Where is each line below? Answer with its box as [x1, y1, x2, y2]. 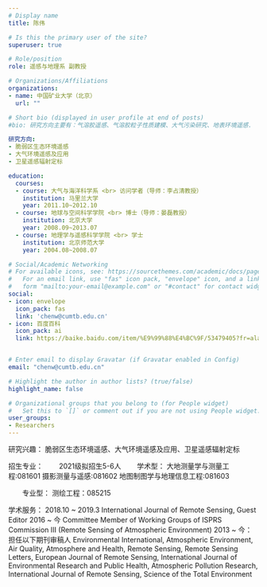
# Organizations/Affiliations [8, 77, 109, 85]
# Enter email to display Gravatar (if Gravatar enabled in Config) [8, 356, 240, 364]
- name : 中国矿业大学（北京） [8, 92, 97, 100]
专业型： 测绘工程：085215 [22, 488, 111, 498]
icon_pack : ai [15, 327, 62, 335]
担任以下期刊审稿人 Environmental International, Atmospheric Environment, [8, 535, 253, 544]
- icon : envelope [8, 297, 66, 305]
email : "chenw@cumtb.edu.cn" [8, 363, 105, 371]
